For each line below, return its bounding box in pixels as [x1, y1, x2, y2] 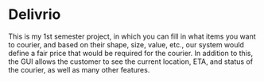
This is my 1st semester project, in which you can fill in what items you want [8, 32, 256, 41]
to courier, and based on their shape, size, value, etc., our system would [8, 39, 245, 49]
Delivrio [8, 6, 61, 24]
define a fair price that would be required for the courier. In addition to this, [8, 48, 253, 58]
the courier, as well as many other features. [8, 65, 150, 74]
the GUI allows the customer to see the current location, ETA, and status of [8, 57, 253, 66]
